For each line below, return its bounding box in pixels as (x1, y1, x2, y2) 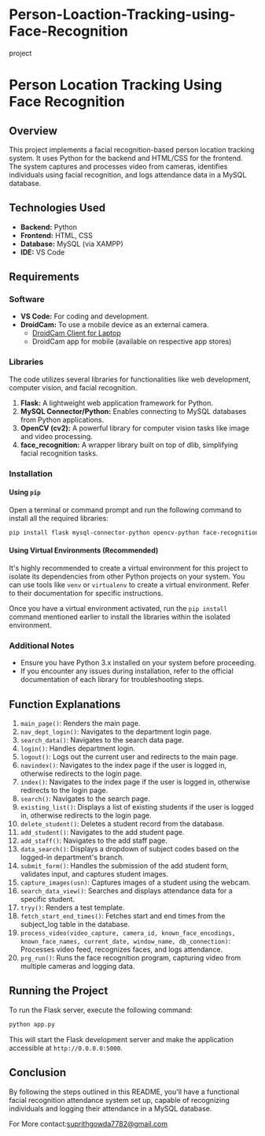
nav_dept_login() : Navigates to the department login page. (20, 727, 212, 736)
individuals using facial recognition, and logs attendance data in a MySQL (9, 169, 247, 179)
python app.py (9, 1020, 56, 1028)
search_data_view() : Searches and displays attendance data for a (20, 886, 233, 896)
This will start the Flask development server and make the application (9, 1034, 234, 1044)
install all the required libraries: (9, 513, 109, 523)
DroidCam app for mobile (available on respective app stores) (31, 337, 232, 346)
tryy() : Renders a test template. (20, 903, 125, 912)
